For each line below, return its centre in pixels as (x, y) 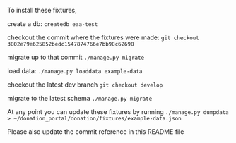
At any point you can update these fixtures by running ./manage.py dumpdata (118, 112)
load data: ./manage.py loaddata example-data (75, 71)
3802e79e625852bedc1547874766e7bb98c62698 (71, 44)
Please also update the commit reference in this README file (96, 132)
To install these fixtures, (42, 10)
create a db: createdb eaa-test (53, 24)
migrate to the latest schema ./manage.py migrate (80, 98)
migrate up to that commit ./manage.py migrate (76, 57)
